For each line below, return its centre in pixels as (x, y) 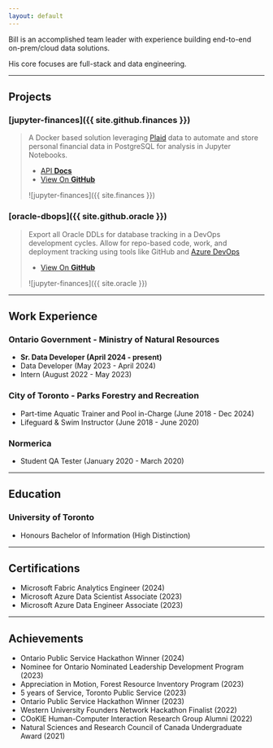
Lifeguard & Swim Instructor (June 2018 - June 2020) (110, 422)
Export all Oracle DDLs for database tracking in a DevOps (124, 234)
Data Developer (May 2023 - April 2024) (88, 366)
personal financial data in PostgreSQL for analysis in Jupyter (130, 147)
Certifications (44, 568)
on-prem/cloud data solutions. (59, 48)
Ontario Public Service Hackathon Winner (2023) (102, 702)
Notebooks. (48, 155)
